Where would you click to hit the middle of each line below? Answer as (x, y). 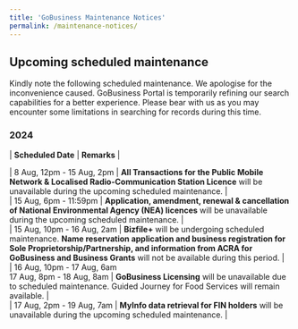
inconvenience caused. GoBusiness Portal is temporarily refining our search (149, 93)
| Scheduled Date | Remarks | (65, 155)
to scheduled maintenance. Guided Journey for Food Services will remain (145, 286)
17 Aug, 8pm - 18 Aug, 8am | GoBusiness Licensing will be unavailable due (148, 276)
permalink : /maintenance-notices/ (74, 26)
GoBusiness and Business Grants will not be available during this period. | (147, 257)
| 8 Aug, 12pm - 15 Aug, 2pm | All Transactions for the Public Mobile (136, 172)
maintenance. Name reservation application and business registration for (148, 239)
